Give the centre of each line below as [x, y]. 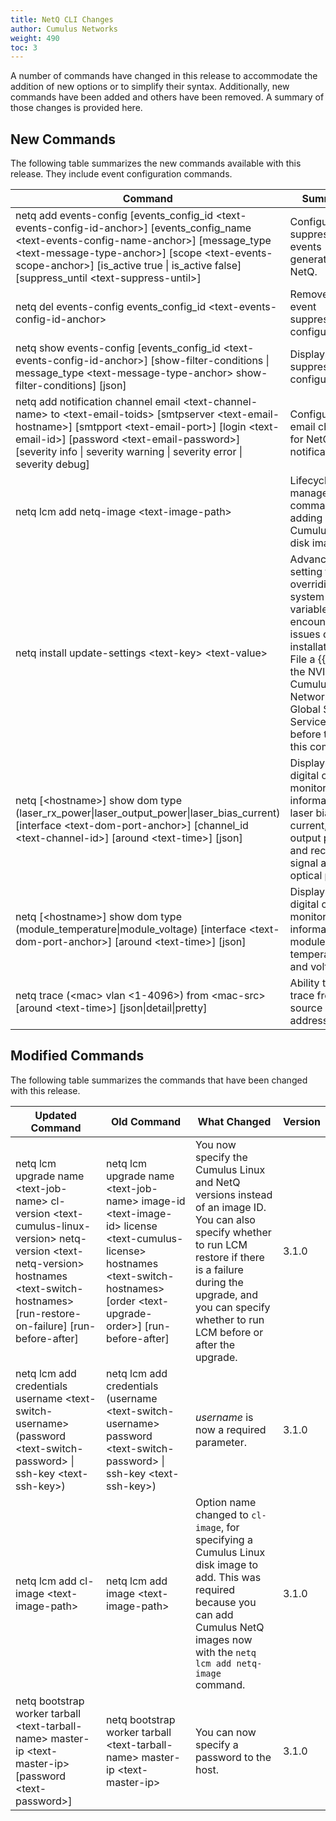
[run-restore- [48, 1313]
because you [226, 1602]
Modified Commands [77, 1056]
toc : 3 [24, 47]
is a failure [219, 1269]
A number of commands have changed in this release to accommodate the [164, 76]
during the [219, 1282]
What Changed [234, 1121]
